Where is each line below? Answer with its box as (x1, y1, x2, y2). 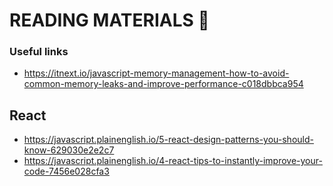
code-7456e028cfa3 (23, 165, 110, 178)
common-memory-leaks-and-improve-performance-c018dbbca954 (23, 78, 304, 90)
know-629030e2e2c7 (23, 144, 115, 156)
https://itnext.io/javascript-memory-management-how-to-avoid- (23, 67, 290, 79)
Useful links (9, 45, 69, 59)
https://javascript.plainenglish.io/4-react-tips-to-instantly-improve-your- (23, 155, 323, 167)
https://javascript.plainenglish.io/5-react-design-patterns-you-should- (23, 134, 314, 146)
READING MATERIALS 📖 (9, 9, 210, 32)
